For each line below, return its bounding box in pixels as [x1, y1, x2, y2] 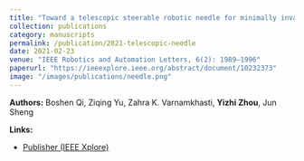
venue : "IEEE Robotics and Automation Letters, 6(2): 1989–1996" [9, 55, 261, 64]
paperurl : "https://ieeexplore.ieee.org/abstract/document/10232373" [9, 64, 278, 73]
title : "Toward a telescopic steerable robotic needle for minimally [9, 13, 278, 23]
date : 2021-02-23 [9, 47, 75, 56]
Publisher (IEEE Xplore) [22, 141, 109, 152]
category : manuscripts [9, 30, 95, 39]
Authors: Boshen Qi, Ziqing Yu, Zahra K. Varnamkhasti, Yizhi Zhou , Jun [9, 97, 278, 108]
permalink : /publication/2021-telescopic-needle [9, 38, 196, 48]
